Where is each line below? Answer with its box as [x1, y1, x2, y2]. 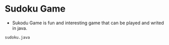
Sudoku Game [5, 3, 66, 15]
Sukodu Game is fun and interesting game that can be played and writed [12, 20, 164, 26]
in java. [12, 25, 27, 31]
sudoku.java [5, 35, 30, 40]
